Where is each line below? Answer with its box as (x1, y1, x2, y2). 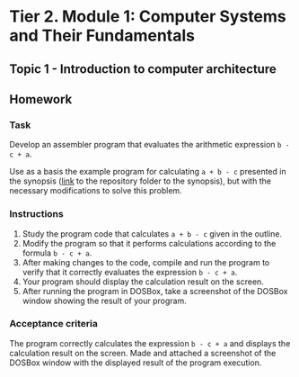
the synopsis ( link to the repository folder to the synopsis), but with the (9, 175, 272, 186)
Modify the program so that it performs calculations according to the (22, 238, 277, 248)
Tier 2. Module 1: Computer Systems (9, 6, 287, 27)
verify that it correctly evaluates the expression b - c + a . (22, 266, 238, 277)
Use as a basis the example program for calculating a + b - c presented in (9, 166, 286, 177)
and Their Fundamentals (9, 25, 196, 46)
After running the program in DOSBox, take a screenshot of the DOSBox (22, 285, 288, 296)
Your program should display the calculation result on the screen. (22, 276, 265, 287)
